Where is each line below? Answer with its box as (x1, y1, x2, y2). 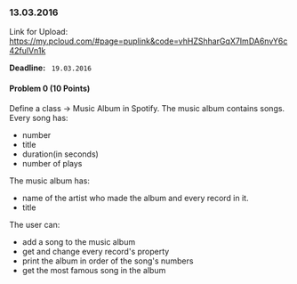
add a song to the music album (21, 236, 136, 247)
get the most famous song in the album (21, 264, 166, 275)
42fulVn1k (9, 45, 46, 56)
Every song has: (9, 112, 68, 123)
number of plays (21, 158, 83, 168)
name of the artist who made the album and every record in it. (21, 192, 249, 203)
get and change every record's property (21, 246, 170, 256)
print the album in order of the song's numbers (21, 256, 194, 266)
